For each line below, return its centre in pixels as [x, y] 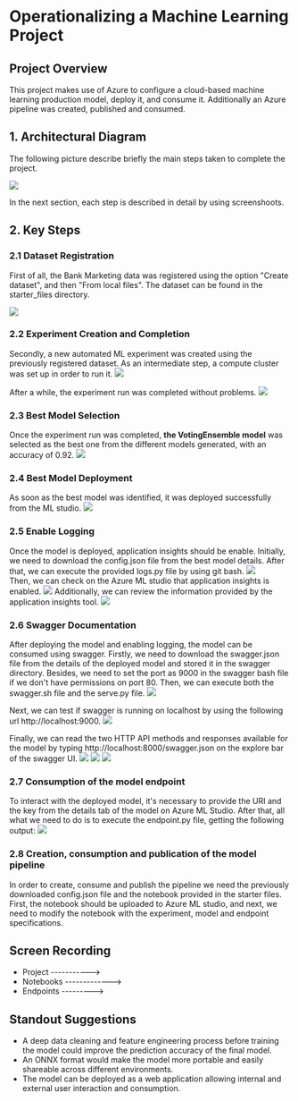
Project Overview [58, 68]
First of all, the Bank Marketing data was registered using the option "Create [149, 275]
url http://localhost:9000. [55, 721]
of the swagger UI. [43, 758]
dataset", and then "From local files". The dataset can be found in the [136, 284]
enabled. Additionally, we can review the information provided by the [141, 591]
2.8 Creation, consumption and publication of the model [133, 854]
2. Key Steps [45, 230]
